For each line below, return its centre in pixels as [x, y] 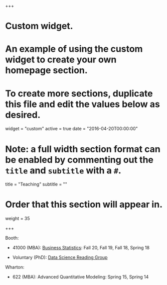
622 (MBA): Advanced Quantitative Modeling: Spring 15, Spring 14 [80, 277]
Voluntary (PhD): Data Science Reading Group [60, 257]
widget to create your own [61, 60]
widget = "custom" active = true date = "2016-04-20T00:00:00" [71, 129]
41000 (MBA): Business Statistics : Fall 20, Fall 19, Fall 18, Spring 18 [81, 248]
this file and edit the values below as [83, 104]
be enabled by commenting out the [79, 160]
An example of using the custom [74, 49]
